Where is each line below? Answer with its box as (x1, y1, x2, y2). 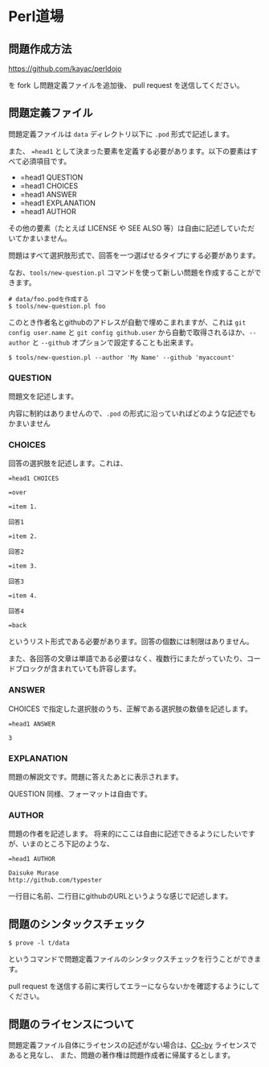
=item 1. (8, 502, 38, 511)
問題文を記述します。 (8, 391, 79, 401)
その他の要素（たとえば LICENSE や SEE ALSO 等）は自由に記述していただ (8, 223, 255, 233)
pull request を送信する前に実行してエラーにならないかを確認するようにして (8, 982, 260, 991)
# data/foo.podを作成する (8, 295, 89, 303)
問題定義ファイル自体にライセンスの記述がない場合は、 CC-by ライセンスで (8, 1040, 257, 1049)
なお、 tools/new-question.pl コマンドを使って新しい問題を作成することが (8, 267, 255, 277)
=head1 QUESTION (19, 172, 84, 182)
